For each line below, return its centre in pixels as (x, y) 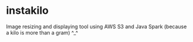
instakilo (27, 11)
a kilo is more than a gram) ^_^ (42, 32)
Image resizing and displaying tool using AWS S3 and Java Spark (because (96, 26)
